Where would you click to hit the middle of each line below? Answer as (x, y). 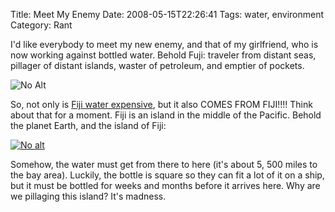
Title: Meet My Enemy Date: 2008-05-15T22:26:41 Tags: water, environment (167, 14)
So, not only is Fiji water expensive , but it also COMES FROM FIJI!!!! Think (161, 104)
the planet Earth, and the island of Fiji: (88, 125)
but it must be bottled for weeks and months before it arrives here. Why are (165, 185)
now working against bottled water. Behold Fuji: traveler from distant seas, (163, 55)
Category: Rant (41, 25)
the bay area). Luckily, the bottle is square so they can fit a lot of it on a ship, (167, 175)
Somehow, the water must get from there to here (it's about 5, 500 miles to (164, 164)
